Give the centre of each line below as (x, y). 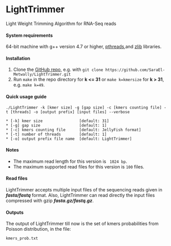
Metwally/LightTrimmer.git (42, 75)
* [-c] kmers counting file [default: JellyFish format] (73, 130)
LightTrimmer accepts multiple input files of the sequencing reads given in (84, 189)
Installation (18, 58)
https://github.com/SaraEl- (135, 70)
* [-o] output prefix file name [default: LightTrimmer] (69, 139)
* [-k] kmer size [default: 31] (58, 121)
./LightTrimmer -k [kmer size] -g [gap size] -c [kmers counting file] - (86, 107)
